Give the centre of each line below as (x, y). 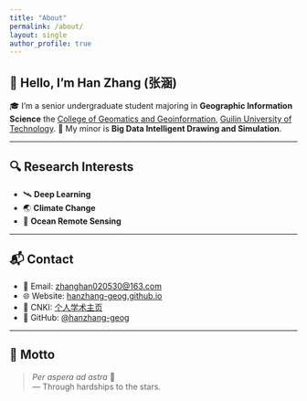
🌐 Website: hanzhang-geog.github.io (92, 295)
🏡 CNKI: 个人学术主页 (63, 307)
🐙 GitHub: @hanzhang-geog (76, 317)
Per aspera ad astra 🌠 (74, 376)
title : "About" (38, 18)
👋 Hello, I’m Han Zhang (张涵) (93, 83)
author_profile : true (51, 43)
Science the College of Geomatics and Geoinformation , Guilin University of (151, 119)
